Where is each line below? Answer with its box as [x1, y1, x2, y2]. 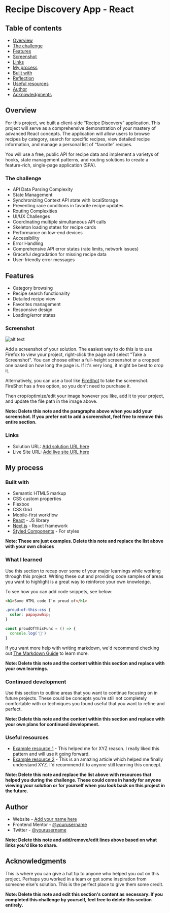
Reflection [12, 75, 35, 81]
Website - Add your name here [12, 816, 77, 822]
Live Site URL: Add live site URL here [12, 449, 90, 455]
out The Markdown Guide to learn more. [5, 650, 89, 656]
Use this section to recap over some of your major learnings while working [5, 568, 161, 574]
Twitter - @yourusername [12, 827, 67, 833]
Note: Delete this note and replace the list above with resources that [5, 771, 152, 778]
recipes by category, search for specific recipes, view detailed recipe [5, 136, 150, 142]
